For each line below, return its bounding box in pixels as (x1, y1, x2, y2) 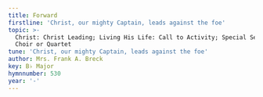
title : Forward (8, 11, 58, 20)
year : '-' (8, 77, 41, 84)
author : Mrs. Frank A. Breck (8, 56, 103, 63)
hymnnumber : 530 (8, 70, 61, 77)
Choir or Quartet (15, 41, 72, 48)
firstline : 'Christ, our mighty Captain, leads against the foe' (8, 19, 225, 27)
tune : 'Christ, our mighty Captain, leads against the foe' (8, 48, 209, 56)
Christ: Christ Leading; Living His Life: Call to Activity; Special (15, 33, 247, 41)
